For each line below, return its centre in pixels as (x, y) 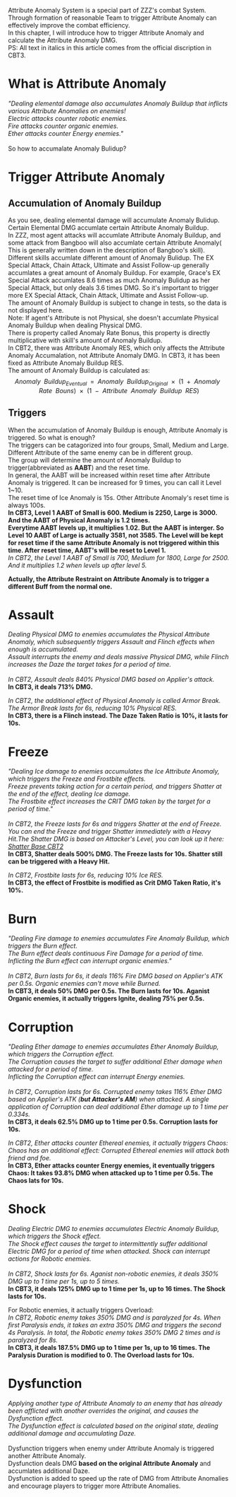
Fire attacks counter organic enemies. (63, 126)
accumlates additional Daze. (49, 1471)
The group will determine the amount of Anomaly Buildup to (95, 460)
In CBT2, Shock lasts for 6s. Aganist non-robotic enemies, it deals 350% (113, 1274)
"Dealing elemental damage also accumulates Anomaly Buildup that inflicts (118, 103)
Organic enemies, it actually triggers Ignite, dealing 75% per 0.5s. (106, 998)
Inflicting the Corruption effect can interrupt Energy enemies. (97, 1077)
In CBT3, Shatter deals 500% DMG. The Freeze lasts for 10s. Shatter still (115, 854)
